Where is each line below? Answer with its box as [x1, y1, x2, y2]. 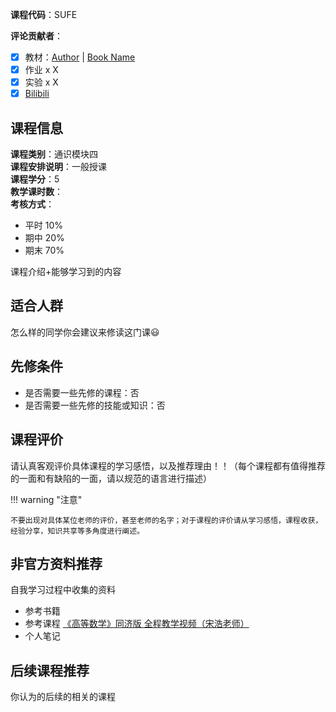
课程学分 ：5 [10, 173, 60, 185]
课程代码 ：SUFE [10, 9, 78, 20]
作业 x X [24, 64, 59, 76]
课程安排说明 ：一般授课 [10, 161, 107, 173]
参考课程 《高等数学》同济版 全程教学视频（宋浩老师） [24, 618, 250, 630]
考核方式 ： [10, 198, 55, 210]
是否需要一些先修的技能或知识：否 [24, 399, 166, 411]
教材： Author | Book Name [24, 51, 136, 63]
